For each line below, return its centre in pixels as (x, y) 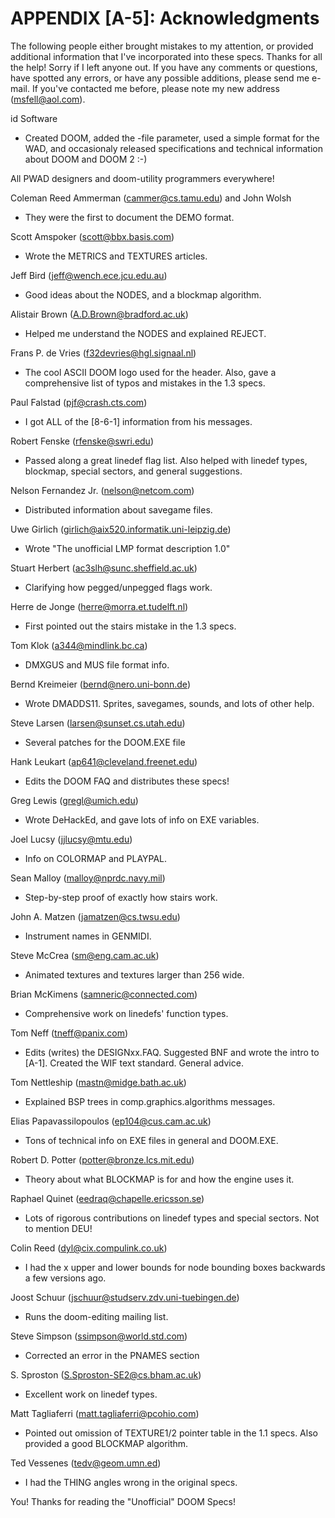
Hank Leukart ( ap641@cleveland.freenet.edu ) (104, 761)
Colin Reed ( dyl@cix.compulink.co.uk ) (89, 1248)
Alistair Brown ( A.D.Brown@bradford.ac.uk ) (99, 314)
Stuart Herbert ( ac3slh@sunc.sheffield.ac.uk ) (104, 568)
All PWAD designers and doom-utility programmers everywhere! (142, 178)
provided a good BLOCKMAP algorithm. (106, 1443)
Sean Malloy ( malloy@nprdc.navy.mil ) (88, 878)
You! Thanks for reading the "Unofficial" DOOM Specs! (123, 1501)
